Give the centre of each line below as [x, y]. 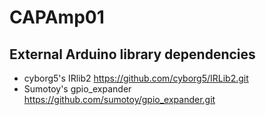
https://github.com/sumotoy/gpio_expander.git [119, 99]
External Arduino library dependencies [132, 54]
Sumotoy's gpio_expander [77, 89]
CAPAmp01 [57, 17]
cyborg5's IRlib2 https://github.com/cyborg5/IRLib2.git [136, 78]
